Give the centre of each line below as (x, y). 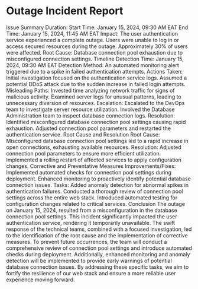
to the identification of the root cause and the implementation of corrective (97, 235)
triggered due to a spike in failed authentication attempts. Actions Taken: (95, 71)
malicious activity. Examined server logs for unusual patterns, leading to (94, 97)
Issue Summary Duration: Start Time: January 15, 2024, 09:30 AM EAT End (97, 27)
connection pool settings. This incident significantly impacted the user (92, 216)
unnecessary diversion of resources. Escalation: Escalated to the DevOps (95, 103)
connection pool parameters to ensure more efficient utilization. (84, 153)
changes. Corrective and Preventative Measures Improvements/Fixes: (91, 166)
